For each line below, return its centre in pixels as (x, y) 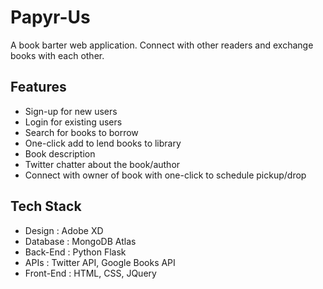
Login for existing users (73, 122)
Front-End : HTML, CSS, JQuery (90, 273)
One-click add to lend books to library (103, 143)
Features (38, 87)
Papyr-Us (50, 17)
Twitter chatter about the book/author (102, 164)
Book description (60, 153)
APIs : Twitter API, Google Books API (100, 262)
